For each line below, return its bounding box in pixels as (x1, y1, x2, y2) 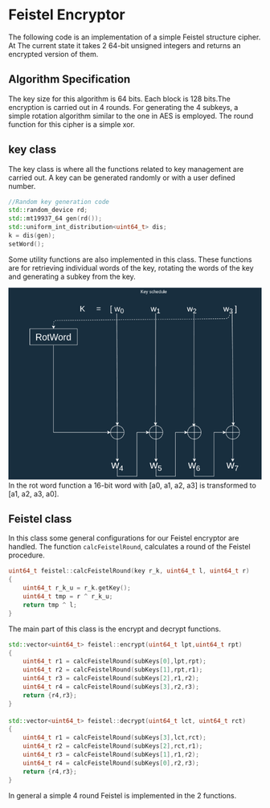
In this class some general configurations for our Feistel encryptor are (8, 533, 239, 543)
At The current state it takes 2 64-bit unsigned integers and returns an (8, 40, 241, 50)
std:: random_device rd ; (8, 206, 88, 214)
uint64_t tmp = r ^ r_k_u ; (22, 593, 113, 601)
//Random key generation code (8, 198, 110, 206)
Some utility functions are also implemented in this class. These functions (8, 255, 252, 264)
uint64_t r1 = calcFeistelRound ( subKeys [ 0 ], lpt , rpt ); (22, 657, 207, 666)
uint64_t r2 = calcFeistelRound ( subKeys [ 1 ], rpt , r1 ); (22, 666, 203, 674)
